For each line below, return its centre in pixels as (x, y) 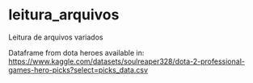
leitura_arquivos (64, 15)
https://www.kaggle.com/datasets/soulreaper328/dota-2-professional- (126, 61)
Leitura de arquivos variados (56, 37)
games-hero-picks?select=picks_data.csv (78, 69)
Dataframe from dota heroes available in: (76, 52)
